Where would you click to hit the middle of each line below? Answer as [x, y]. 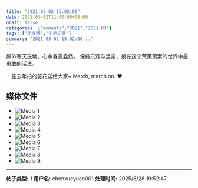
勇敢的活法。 [22, 63]
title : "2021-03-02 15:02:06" [43, 11]
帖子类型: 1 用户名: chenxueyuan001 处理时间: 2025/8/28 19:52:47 [86, 178]
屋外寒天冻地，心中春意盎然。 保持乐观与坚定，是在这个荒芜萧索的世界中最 [97, 56]
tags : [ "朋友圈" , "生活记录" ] [39, 33]
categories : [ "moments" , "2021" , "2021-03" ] [59, 28]
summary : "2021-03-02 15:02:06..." [50, 39]
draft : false [22, 22]
